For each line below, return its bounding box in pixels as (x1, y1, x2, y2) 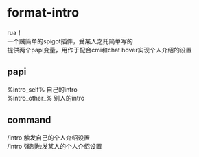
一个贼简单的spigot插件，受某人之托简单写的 (7, 36, 133, 45)
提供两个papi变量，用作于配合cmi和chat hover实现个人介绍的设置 (7, 45, 192, 54)
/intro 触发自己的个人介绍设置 (7, 133, 91, 142)
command (7, 114, 51, 126)
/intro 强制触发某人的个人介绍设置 (7, 142, 102, 150)
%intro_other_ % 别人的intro (7, 94, 85, 102)
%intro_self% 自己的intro (7, 85, 78, 94)
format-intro (7, 5, 80, 21)
